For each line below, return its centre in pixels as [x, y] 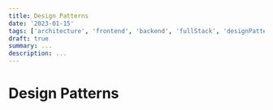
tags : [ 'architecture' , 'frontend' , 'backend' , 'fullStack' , [114, 31]
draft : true [28, 38]
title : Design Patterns [49, 16]
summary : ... [30, 46]
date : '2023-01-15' [41, 23]
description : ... [38, 53]
